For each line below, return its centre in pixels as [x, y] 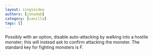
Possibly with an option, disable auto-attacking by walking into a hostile [76, 37]
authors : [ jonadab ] [25, 14]
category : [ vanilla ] [26, 18]
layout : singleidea [25, 9]
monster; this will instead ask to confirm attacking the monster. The [72, 42]
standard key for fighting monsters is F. [44, 47]
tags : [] [14, 23]
